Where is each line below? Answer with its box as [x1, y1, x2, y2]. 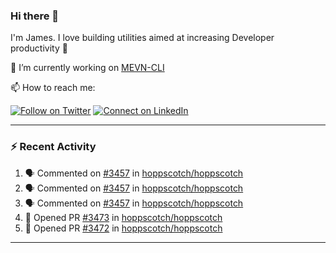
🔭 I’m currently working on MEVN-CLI [10, 62, 165, 74]
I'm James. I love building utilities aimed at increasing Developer [10, 32, 275, 44]
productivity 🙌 [10, 42, 68, 54]
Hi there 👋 [10, 9, 60, 23]
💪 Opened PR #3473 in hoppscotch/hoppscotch [24, 211, 223, 223]
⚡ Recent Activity [10, 140, 97, 154]
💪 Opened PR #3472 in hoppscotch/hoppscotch [24, 222, 223, 234]
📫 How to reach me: [10, 82, 96, 94]
